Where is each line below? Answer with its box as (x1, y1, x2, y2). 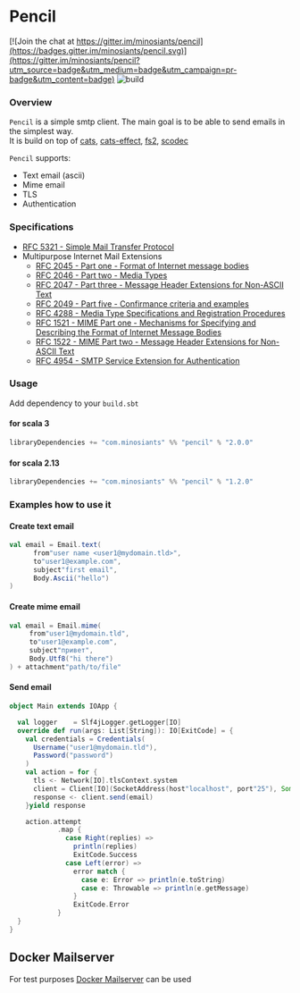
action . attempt (25, 817, 82, 826)
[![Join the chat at (9, 36, 75, 46)
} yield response (25, 801, 87, 810)
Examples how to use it (9, 498, 112, 510)
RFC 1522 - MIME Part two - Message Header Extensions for (35, 336, 259, 347)
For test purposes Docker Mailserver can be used (9, 973, 192, 984)
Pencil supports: (9, 153, 71, 164)
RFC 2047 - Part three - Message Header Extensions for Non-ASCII (35, 279, 284, 290)
